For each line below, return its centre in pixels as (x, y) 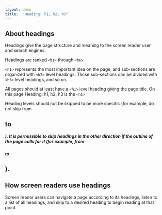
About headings (30, 34)
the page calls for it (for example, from (45, 142)
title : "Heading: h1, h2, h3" (37, 14)
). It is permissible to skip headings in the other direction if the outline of (79, 136)
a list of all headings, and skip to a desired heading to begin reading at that (80, 202)
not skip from (18, 109)
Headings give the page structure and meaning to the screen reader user (78, 45)
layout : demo (18, 9)
